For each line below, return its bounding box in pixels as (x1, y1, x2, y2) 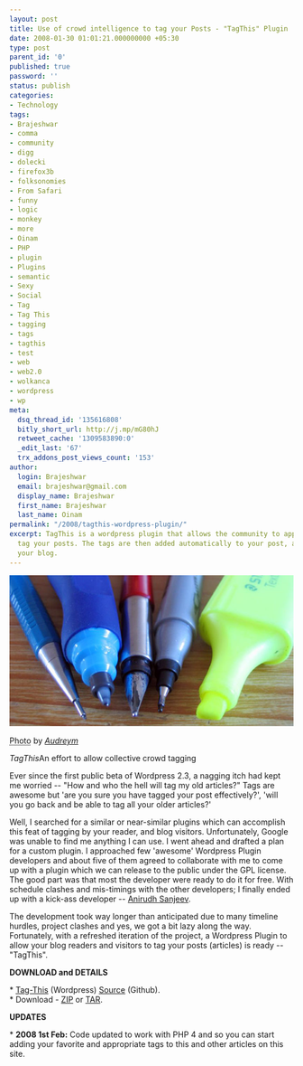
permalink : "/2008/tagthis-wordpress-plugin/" (9, 520, 188, 529)
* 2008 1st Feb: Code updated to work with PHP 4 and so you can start (9, 1029, 275, 1040)
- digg (9, 148, 34, 157)
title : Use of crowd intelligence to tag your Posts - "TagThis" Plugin (9, 24, 289, 33)
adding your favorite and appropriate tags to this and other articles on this (9, 1039, 284, 1050)
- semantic (9, 272, 50, 281)
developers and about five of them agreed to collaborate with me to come (9, 855, 283, 866)
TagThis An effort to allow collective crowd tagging (9, 753, 197, 764)
